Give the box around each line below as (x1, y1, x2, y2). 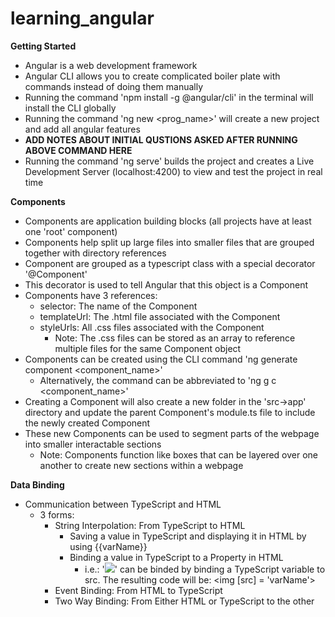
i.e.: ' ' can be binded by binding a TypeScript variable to (84, 563, 326, 575)
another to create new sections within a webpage (39, 459, 244, 471)
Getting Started (10, 40, 77, 52)
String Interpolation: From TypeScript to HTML (54, 519, 246, 531)
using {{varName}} (69, 540, 148, 552)
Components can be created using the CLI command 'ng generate (24, 353, 298, 365)
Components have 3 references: (24, 289, 158, 301)
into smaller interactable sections (24, 438, 162, 450)
